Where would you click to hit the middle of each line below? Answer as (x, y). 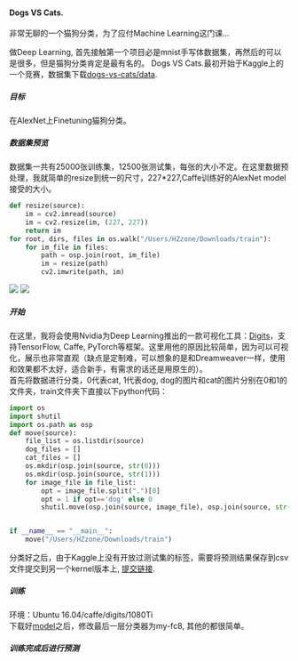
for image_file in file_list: (81, 482)
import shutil (35, 416)
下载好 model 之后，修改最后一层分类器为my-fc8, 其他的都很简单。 (129, 626)
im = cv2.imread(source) (71, 214)
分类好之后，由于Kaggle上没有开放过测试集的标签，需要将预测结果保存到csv (149, 558)
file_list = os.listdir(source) (85, 441)
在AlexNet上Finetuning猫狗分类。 (70, 121)
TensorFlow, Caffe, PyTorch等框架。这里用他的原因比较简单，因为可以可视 (153, 346)
